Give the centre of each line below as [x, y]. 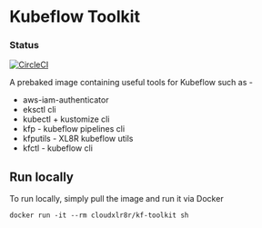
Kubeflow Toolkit [75, 17]
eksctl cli [39, 110]
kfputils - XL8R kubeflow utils [78, 139]
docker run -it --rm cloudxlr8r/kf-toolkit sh [99, 215]
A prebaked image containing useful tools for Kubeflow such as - [131, 83]
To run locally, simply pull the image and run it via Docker [117, 199]
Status [24, 45]
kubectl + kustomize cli [66, 119]
